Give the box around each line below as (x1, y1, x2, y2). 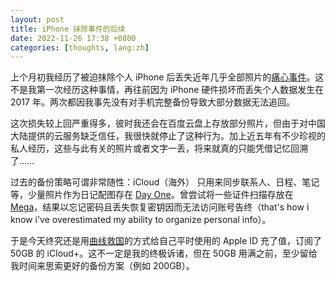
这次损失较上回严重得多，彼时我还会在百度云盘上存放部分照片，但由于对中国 (10, 117, 326, 130)
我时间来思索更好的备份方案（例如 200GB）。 (10, 260, 195, 272)
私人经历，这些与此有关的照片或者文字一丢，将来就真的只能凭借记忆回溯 (10, 142, 308, 155)
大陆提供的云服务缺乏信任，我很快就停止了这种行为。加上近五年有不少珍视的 (10, 130, 326, 142)
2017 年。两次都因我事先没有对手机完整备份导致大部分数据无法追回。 (10, 96, 295, 108)
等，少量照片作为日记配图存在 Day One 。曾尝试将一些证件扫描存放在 (10, 189, 294, 201)
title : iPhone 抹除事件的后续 (10, 24, 126, 34)
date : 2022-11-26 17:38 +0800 (10, 33, 137, 43)
